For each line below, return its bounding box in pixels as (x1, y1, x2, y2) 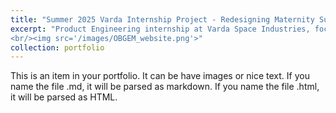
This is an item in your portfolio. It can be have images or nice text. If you (10, 70, 310, 82)
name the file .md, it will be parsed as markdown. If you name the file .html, (10, 81, 320, 93)
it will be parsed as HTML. (10, 91, 118, 103)
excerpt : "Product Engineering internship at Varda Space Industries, (10, 24, 311, 34)
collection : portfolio (10, 42, 105, 53)
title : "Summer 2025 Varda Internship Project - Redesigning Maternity (10, 14, 315, 25)
